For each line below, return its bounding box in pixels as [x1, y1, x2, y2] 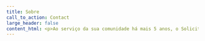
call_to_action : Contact [6, 14, 70, 20]
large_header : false [6, 20, 59, 26]
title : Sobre [6, 8, 40, 15]
